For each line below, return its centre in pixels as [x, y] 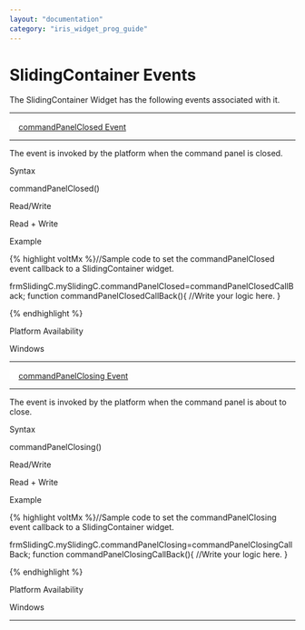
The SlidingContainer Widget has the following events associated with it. [145, 100]
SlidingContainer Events [103, 75]
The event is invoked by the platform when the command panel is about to [148, 402]
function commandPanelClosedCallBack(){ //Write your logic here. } [154, 296]
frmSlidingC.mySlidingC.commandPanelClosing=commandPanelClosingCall [151, 545]
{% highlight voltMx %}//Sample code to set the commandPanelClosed [142, 259]
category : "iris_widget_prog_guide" [79, 29]
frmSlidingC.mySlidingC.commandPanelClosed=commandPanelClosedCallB [152, 286]
